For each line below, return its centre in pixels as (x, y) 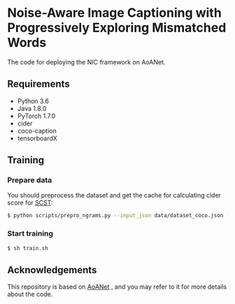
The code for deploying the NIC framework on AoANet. (86, 62)
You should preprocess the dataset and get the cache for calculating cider (114, 195)
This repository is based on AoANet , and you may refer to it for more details (117, 287)
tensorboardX (37, 138)
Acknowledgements (52, 270)
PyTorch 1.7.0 (36, 116)
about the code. (30, 294)
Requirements (38, 84)
